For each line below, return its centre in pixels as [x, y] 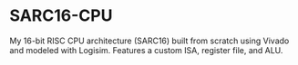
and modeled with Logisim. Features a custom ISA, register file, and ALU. [146, 50]
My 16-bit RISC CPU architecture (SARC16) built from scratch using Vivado [149, 41]
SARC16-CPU [61, 16]
